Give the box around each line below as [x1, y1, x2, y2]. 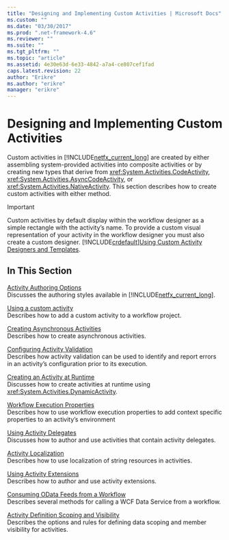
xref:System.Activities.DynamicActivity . [7, 387, 118, 395]
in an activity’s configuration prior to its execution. [7, 359, 148, 367]
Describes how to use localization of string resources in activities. [7, 456, 193, 465]
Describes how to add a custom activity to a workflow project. [7, 311, 182, 319]
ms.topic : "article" [7, 55, 66, 62]
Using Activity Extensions [7, 469, 79, 478]
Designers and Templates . [7, 245, 81, 254]
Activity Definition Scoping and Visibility [7, 511, 120, 519]
